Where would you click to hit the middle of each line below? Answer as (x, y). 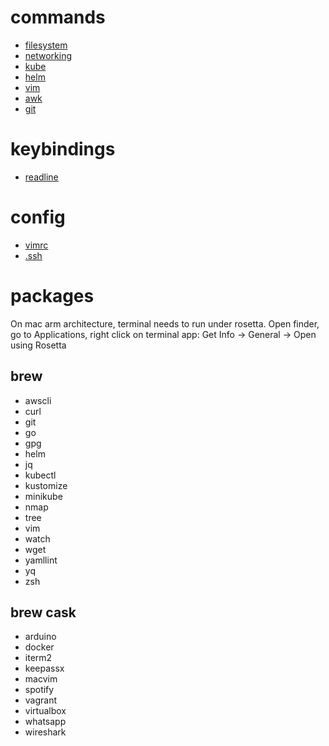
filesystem (46, 45)
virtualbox (45, 711)
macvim (41, 679)
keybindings (63, 149)
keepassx (44, 668)
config (38, 217)
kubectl (40, 475)
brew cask (43, 612)
